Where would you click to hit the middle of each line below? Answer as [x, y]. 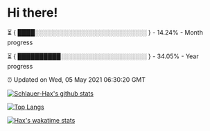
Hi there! [33, 13]
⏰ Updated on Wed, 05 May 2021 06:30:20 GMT [77, 79]
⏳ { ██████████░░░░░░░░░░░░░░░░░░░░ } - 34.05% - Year [103, 56]
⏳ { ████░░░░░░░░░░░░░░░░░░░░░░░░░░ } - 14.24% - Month [105, 32]
